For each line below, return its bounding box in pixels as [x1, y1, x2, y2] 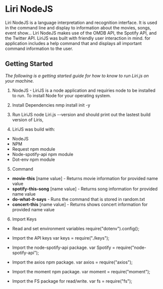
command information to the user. [5, 45, 73, 51]
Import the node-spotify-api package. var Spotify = [12, 245, 116, 250]
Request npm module [12, 146, 55, 152]
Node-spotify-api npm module [12, 151, 74, 157]
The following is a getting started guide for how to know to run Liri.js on [5, 72, 149, 79]
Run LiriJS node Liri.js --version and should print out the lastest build [12, 111, 151, 117]
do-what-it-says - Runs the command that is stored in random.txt [12, 196, 145, 202]
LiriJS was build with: [12, 126, 55, 132]
